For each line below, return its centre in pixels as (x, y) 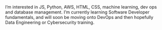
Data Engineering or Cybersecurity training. (50, 22)
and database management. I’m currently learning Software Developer (77, 12)
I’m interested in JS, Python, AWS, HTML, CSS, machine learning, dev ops (81, 7)
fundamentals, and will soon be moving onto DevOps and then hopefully (79, 17)
